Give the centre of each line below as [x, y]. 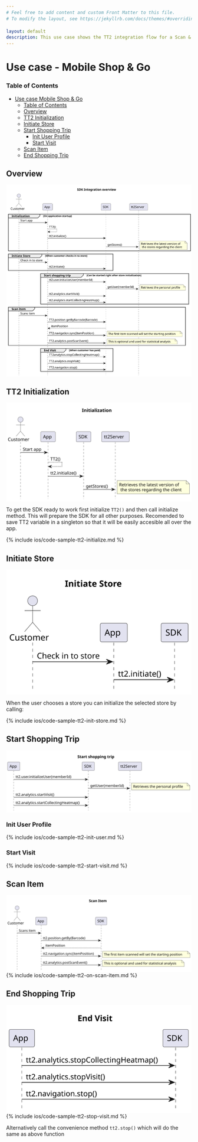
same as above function [35, 1134]
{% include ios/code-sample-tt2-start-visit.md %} [67, 866]
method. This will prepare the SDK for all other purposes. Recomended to [95, 516]
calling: [15, 709]
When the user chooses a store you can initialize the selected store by [91, 703]
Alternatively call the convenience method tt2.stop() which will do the [92, 1128]
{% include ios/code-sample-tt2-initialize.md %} [65, 540]
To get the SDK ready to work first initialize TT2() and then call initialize [92, 510]
